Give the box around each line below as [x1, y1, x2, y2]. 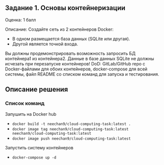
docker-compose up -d [12, 155, 56, 160]
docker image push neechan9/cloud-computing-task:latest [12, 136, 131, 141]
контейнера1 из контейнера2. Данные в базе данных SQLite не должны [5, 56, 154, 62]
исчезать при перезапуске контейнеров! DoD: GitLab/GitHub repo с [5, 61, 145, 66]
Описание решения [5, 85, 69, 94]
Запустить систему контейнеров [5, 144, 73, 150]
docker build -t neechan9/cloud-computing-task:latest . [12, 122, 131, 126]
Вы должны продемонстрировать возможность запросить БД [5, 50, 136, 56]
